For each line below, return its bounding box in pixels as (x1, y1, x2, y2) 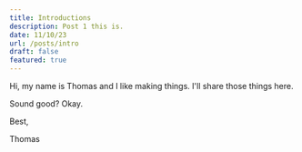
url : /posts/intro (9, 38, 79, 48)
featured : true (9, 56, 67, 65)
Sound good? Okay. (9, 98, 84, 109)
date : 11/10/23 (9, 30, 67, 39)
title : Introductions (9, 13, 92, 23)
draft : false (9, 47, 59, 56)
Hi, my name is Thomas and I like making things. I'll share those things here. (9, 81, 294, 91)
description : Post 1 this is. (9, 22, 125, 31)
